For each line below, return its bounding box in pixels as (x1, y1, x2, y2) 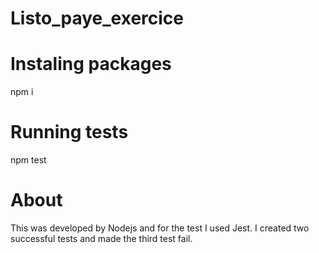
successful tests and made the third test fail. (10, 233, 193, 244)
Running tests (10, 121, 129, 144)
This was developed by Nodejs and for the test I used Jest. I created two (10, 222, 310, 234)
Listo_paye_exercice (10, 7, 185, 30)
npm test (10, 154, 47, 166)
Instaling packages (10, 53, 172, 76)
